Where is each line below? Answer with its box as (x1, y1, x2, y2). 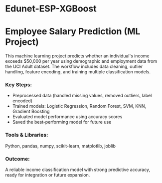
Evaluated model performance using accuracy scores (12, 114, 123, 120)
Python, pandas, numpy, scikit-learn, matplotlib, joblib (5, 143, 116, 149)
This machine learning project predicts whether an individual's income (5, 53, 150, 59)
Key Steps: (5, 81, 32, 88)
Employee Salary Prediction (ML (5, 26, 141, 37)
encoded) (12, 98, 33, 104)
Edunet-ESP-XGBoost (5, 3, 97, 14)
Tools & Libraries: (5, 132, 48, 139)
